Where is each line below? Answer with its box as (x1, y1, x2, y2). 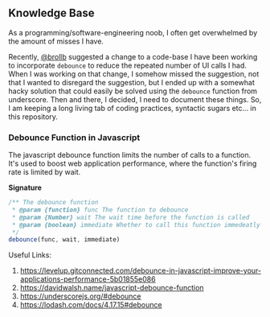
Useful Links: (8, 250, 52, 260)
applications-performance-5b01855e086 (19, 274, 156, 284)
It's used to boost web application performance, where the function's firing (8, 158, 257, 168)
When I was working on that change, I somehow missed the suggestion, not (8, 68, 260, 79)
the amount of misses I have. (8, 36, 104, 46)
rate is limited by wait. (8, 167, 81, 177)
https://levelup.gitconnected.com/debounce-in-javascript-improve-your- (19, 266, 262, 276)
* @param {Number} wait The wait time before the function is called (11, 213, 250, 221)
